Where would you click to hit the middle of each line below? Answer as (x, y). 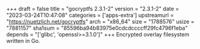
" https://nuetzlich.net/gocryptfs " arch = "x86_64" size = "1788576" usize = (101, 21)
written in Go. (23, 41)
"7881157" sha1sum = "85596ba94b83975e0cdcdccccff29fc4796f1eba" (97, 28)
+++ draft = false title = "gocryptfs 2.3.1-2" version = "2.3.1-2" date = (93, 9)
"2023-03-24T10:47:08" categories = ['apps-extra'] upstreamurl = (90, 15)
